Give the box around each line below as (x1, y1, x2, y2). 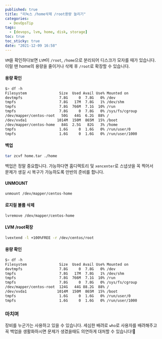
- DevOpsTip (9, 20, 34, 26)
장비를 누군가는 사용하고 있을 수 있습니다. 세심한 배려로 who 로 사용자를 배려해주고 (5, 323, 157, 328)
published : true (5, 7, 38, 12)
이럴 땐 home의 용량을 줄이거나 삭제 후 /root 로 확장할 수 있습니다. (5, 63, 130, 69)
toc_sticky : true (5, 39, 40, 44)
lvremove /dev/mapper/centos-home (5, 213, 75, 218)
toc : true (5, 34, 25, 39)
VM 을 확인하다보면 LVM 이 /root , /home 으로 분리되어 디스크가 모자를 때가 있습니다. (5, 57, 156, 63)
